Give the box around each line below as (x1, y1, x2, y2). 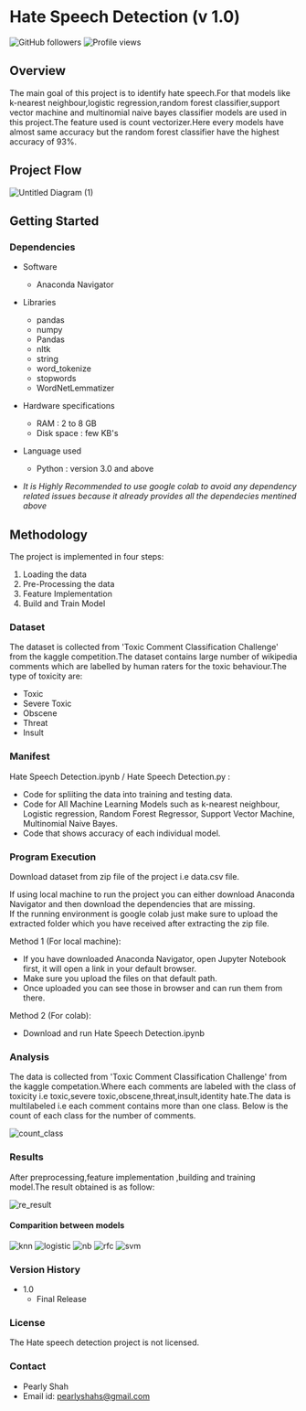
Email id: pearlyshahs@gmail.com (22, 1390, 151, 1401)
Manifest (9, 750, 50, 763)
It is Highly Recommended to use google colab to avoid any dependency (22, 481, 297, 492)
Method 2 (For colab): (9, 1010, 91, 1021)
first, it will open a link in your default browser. (22, 963, 197, 974)
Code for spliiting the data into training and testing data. (22, 788, 233, 799)
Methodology (9, 527, 89, 542)
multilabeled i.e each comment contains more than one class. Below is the (9, 1100, 289, 1112)
